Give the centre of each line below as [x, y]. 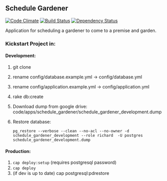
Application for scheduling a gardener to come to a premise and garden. [81, 31]
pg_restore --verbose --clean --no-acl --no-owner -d [71, 131]
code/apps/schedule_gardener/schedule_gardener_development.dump [87, 112]
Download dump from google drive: [50, 106]
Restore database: [32, 122]
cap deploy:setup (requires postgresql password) [64, 163]
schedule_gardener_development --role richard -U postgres [78, 135]
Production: [18, 151]
